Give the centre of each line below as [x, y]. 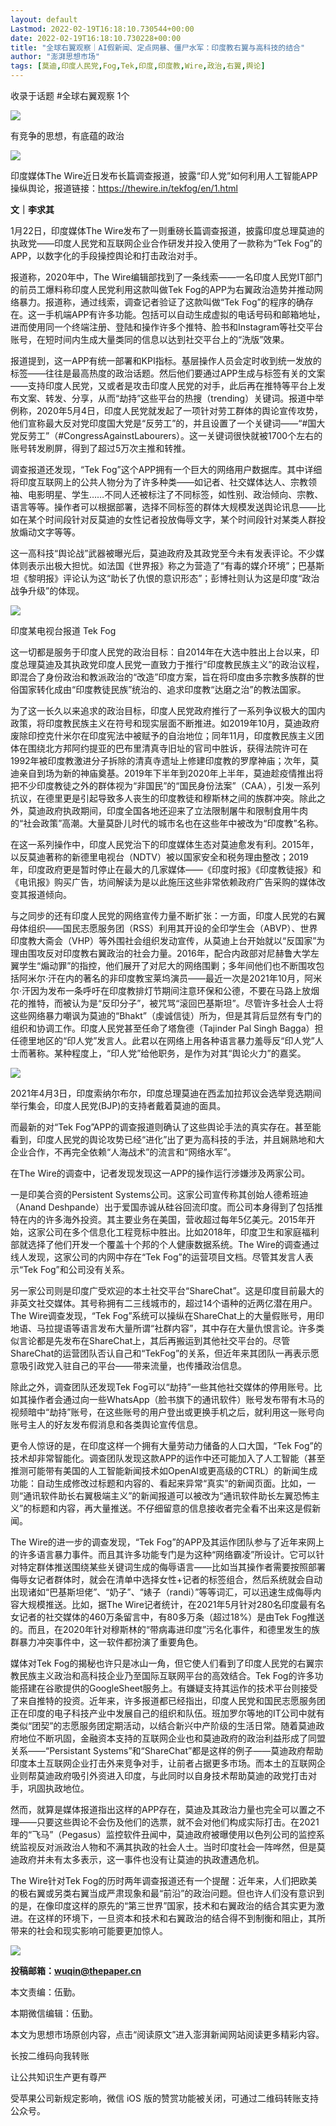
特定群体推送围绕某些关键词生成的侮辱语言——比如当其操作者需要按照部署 [172, 1567]
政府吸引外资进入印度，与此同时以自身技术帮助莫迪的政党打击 [180, 1775]
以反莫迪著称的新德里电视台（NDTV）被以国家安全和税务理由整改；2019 [159, 857]
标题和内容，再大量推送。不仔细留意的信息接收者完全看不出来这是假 [172, 1508]
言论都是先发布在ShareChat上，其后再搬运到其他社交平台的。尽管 [154, 1340]
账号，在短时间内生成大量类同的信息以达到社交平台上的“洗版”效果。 [150, 339]
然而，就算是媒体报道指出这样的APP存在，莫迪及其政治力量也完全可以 [155, 1809]
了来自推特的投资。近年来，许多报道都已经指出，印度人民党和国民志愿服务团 [168, 1700]
